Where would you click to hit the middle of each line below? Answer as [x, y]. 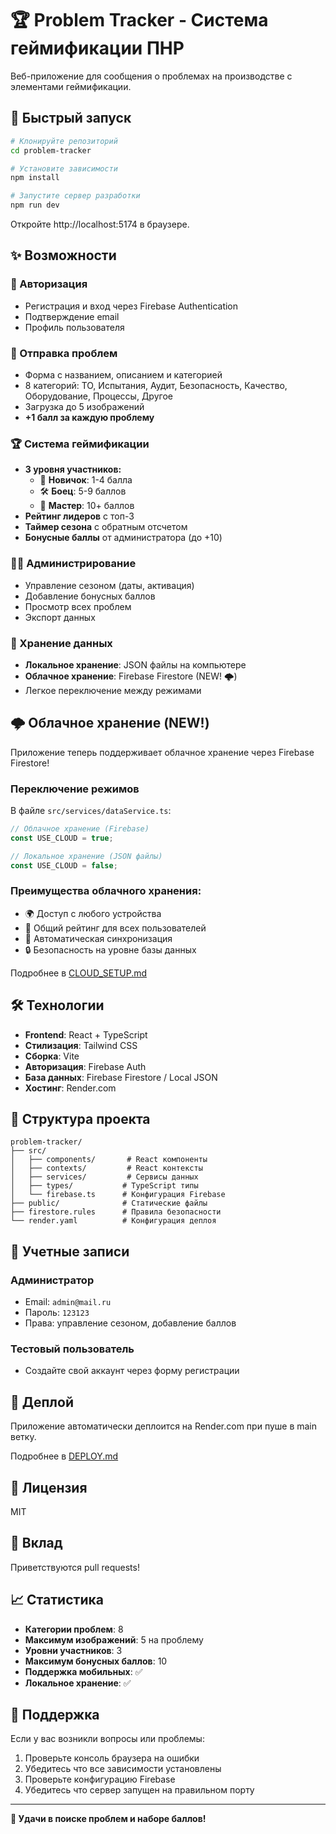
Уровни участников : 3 [73, 1650]
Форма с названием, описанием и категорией [123, 374]
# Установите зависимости [64, 168]
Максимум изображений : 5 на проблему [114, 1639]
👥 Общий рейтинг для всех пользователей [115, 928]
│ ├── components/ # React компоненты [109, 1160]
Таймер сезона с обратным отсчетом [106, 527]
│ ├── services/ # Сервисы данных [104, 1177]
